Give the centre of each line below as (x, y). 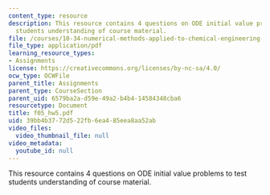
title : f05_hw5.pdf (41, 114)
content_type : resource (48, 16)
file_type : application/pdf (55, 46)
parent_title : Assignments (53, 83)
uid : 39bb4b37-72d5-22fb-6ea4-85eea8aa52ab (82, 121)
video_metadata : (35, 143)
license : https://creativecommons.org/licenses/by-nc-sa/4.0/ (115, 68)
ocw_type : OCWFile (39, 76)
